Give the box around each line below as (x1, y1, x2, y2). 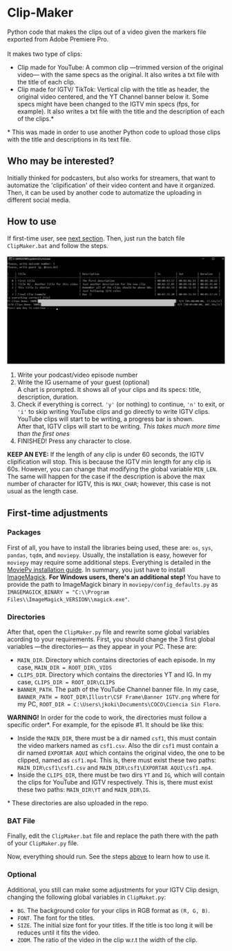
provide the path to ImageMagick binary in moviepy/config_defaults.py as (7, 580, 218, 588)
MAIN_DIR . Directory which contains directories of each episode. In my (17, 656, 216, 664)
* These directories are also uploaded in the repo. (7, 799, 148, 807)
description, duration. (17, 393, 79, 402)
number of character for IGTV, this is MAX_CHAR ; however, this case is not (7, 480, 211, 488)
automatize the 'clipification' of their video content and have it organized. (7, 181, 215, 189)
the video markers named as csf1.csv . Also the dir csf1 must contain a (17, 742, 219, 750)
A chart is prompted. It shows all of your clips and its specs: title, (17, 386, 202, 394)
